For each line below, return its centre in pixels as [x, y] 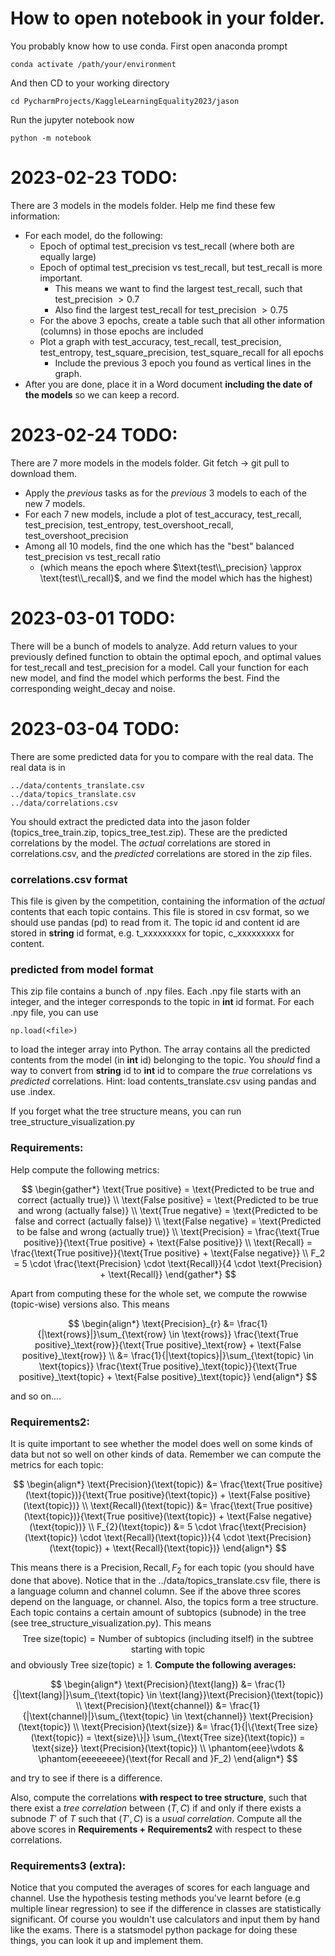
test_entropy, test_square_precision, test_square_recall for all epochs [182, 352]
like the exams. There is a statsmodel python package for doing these [154, 1929]
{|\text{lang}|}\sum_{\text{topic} [78, 1694]
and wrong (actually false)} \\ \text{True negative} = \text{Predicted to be [168, 1210]
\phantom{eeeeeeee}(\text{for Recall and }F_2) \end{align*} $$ [168, 1758]
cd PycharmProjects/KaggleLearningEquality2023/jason [125, 101]
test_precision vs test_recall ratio [92, 556]
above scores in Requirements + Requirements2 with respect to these [156, 1829]
